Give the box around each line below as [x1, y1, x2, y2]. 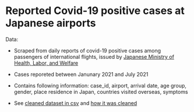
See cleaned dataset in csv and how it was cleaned [13, 99, 137, 106]
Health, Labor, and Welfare [13, 60, 79, 66]
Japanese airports [5, 16, 96, 30]
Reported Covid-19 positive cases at [5, 4, 185, 17]
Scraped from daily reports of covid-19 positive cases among [13, 47, 161, 54]
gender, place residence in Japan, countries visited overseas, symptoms [13, 88, 188, 95]
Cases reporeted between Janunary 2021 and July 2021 [13, 71, 149, 78]
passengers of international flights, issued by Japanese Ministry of [13, 53, 174, 60]
